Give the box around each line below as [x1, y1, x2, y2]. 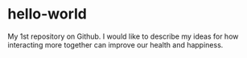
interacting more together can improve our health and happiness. [7, 39, 224, 49]
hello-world [7, 5, 88, 23]
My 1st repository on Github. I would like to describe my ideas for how [7, 31, 239, 41]
